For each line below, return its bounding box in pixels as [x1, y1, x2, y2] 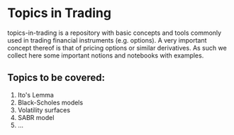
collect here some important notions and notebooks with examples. [7, 51, 204, 60]
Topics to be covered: [7, 72, 105, 84]
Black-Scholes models [17, 98, 84, 107]
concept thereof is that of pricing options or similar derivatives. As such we [7, 43, 227, 52]
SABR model [17, 113, 55, 121]
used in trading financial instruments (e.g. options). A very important [7, 36, 207, 44]
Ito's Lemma [17, 90, 55, 99]
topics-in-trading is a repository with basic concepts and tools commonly [7, 28, 222, 37]
